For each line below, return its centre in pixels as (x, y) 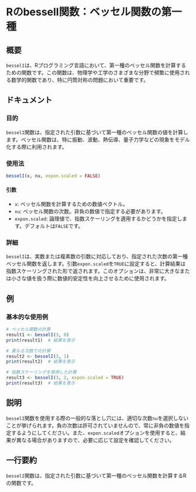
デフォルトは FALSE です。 (54, 226)
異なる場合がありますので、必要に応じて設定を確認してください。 (95, 440)
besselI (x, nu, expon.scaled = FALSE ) (53, 176)
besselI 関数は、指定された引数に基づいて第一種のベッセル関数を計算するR (96, 476)
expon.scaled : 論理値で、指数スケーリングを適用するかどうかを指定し (98, 219)
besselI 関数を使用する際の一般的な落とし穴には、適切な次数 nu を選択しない (97, 418)
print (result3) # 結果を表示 (41, 383)
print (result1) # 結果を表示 (41, 340)
